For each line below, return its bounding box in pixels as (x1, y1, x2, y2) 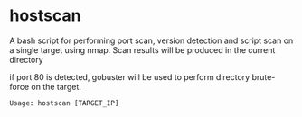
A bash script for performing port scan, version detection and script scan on (9, 35, 294, 46)
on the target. (31, 81, 81, 92)
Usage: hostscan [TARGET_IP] (9, 98, 119, 108)
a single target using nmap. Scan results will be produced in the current (9, 44, 276, 55)
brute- (251, 71, 276, 82)
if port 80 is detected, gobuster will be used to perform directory (9, 71, 250, 82)
